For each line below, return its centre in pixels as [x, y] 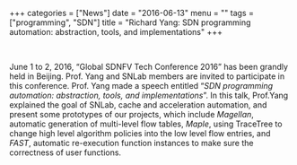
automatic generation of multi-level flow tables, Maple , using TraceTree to [146, 124]
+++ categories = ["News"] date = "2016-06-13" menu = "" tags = [131, 13]
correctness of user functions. [66, 152]
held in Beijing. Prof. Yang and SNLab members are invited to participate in [147, 76]
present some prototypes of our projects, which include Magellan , [131, 114]
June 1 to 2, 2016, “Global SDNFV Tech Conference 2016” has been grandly [149, 67]
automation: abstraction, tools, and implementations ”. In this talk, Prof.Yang [149, 95]
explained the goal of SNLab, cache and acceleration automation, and [138, 105]
